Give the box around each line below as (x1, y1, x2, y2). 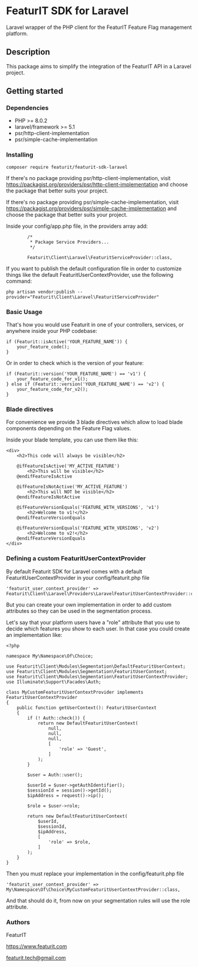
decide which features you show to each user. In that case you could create (6, 625, 190, 632)
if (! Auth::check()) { (27, 715, 85, 721)
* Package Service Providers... (29, 239, 110, 245)
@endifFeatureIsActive (16, 473, 72, 479)
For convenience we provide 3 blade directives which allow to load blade (6, 419, 183, 426)
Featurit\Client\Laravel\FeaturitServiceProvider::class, (27, 254, 173, 260)
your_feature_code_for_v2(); (16, 387, 88, 393)
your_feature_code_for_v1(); (16, 376, 88, 382)
